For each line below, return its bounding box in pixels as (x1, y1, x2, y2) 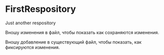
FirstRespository (5, 3, 76, 15)
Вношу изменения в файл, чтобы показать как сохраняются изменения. (5, 29, 159, 35)
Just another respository (5, 20, 56, 26)
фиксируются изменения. (5, 44, 60, 50)
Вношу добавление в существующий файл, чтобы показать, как (5, 39, 141, 45)
